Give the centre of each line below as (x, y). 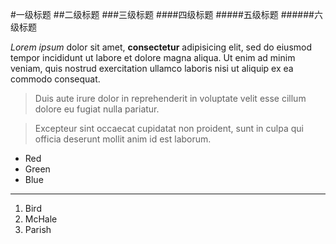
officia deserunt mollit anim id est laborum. (123, 139)
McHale (41, 219)
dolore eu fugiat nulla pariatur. (97, 109)
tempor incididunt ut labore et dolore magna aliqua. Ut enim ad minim (153, 57)
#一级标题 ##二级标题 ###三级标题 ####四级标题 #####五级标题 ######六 (166, 14)
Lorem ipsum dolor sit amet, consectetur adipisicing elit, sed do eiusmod (161, 47)
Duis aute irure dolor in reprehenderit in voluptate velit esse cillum (170, 98)
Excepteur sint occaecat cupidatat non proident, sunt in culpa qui (169, 128)
